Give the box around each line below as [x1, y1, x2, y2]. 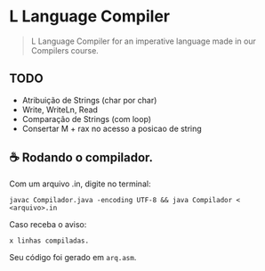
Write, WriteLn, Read [21, 104, 98, 115]
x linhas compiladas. [9, 236, 90, 245]
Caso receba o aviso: [9, 218, 87, 229]
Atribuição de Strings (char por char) [21, 94, 157, 105]
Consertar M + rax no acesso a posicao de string [21, 123, 202, 134]
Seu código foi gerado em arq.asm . [9, 251, 137, 262]
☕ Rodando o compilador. [9, 150, 154, 166]
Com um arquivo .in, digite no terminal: [9, 178, 151, 189]
